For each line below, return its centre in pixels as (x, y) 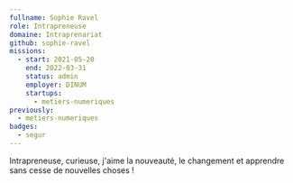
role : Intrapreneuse (48, 26)
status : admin (52, 77)
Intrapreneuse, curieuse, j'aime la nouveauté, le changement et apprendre (147, 160)
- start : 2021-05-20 (56, 59)
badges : (24, 127)
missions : (28, 51)
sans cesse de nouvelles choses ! (72, 170)
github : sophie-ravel (50, 43)
